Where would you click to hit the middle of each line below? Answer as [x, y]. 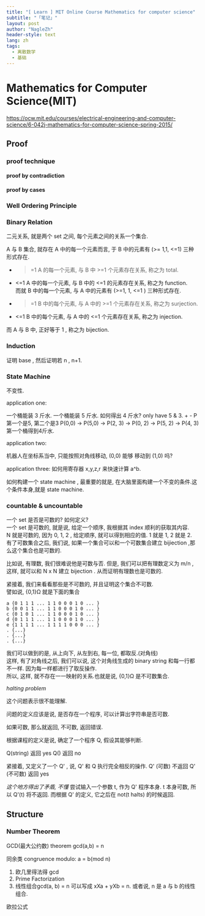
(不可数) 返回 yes [28, 774]
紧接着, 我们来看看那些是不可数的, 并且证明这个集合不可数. [80, 584]
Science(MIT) [42, 101]
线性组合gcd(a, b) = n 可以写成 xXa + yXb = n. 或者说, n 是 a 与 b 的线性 [105, 886]
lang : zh [17, 40]
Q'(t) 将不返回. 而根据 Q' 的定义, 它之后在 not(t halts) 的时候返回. [94, 795]
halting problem [26, 689]
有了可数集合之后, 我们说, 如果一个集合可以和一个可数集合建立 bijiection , [98, 543]
